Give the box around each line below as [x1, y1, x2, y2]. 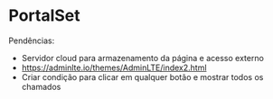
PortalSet [8, 5, 80, 26]
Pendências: [8, 35, 55, 46]
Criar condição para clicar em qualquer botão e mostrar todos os [21, 71, 264, 82]
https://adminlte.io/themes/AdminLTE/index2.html [21, 62, 207, 73]
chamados [21, 81, 61, 92]
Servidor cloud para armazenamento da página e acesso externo [21, 52, 264, 63]
